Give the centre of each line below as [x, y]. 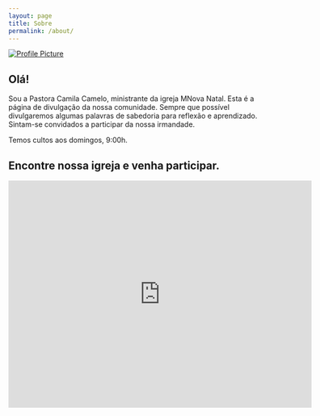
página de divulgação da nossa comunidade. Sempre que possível [119, 107]
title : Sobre [30, 23]
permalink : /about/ [41, 31]
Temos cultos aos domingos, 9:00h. [68, 140]
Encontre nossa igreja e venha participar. [114, 165]
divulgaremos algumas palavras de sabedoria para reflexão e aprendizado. [133, 116]
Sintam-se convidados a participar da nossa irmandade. [102, 124]
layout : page [30, 16]
